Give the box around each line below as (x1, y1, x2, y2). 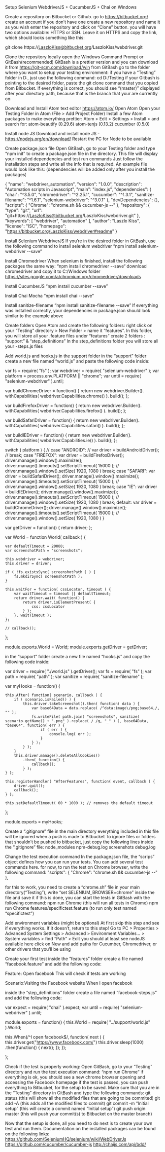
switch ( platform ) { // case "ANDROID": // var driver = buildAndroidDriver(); (5, 447, 160, 453)
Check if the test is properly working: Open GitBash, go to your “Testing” (5, 1064, 153, 1070)
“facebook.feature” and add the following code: (5, 961, 102, 966)
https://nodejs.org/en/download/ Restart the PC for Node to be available (5, 136, 152, 142)
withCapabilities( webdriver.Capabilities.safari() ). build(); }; (5, 423, 125, 428)
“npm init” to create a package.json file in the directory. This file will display (5, 150, 158, 156)
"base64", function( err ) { (5, 723, 65, 728)
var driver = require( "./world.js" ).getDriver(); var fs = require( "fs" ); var (5, 669, 152, 674)
